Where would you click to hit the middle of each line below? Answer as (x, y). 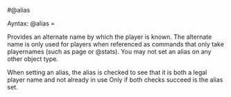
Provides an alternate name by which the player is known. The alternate (110, 37)
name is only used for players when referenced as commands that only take (115, 44)
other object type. (33, 59)
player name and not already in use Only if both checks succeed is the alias (115, 80)
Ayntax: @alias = (31, 23)
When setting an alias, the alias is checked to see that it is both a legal (107, 72)
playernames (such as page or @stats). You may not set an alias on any (109, 52)
